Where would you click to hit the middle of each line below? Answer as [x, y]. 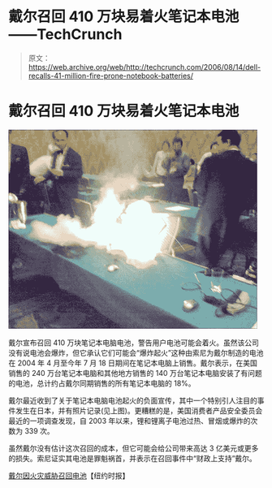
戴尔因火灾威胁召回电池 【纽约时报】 [69, 475]
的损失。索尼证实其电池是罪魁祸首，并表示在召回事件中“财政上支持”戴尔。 [133, 458]
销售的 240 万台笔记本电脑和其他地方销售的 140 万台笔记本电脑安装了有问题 [135, 373]
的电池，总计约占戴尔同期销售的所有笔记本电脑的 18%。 [102, 383]
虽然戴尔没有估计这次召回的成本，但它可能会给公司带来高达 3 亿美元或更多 [134, 448]
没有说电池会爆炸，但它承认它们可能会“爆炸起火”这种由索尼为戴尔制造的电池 [136, 352]
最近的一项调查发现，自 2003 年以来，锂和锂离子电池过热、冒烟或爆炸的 [130, 421]
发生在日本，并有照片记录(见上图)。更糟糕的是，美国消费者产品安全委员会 [139, 410]
